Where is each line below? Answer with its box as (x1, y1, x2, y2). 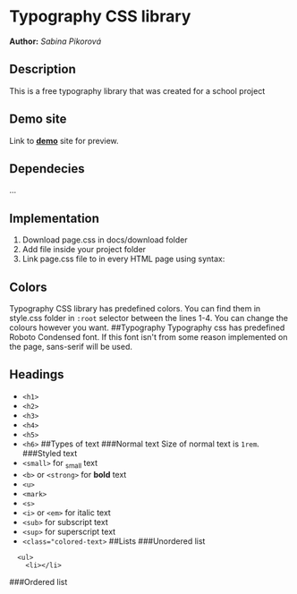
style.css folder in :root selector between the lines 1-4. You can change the (9, 313, 289, 323)
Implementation (9, 210, 100, 225)
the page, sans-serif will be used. (9, 342, 132, 352)
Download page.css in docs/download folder (21, 234, 188, 245)
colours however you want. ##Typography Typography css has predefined (9, 322, 285, 333)
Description (9, 62, 76, 77)
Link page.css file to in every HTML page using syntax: (21, 253, 225, 265)
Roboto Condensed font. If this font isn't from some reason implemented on (9, 332, 288, 342)
